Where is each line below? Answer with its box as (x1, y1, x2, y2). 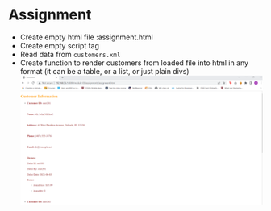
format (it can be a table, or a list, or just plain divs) (19, 66, 190, 76)
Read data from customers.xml (19, 49, 121, 59)
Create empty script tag (19, 40, 99, 50)
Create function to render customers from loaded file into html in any (19, 58, 248, 68)
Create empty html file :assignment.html (19, 32, 153, 42)
